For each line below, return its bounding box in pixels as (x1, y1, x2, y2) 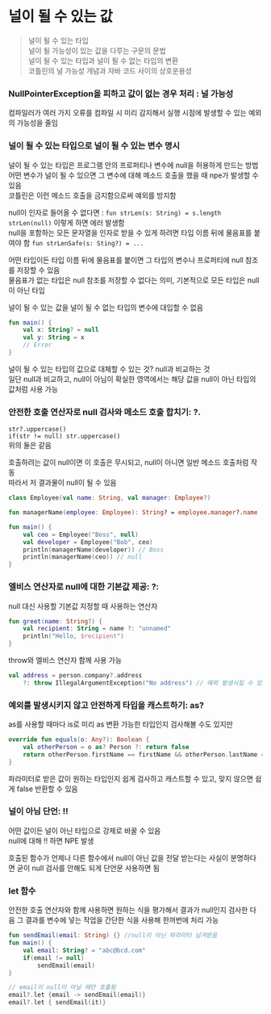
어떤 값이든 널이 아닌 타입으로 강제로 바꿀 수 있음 (8, 825, 161, 836)
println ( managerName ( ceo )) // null (23, 553, 143, 561)
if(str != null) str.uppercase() (8, 433, 121, 441)
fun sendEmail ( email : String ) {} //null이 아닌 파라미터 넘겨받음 (8, 932, 218, 940)
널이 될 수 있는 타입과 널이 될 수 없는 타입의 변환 (27, 56, 179, 65)
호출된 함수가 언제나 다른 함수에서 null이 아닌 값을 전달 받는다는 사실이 (8, 853, 229, 862)
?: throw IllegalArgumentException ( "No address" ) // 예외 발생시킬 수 (23, 679, 253, 687)
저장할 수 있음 (16, 265, 60, 274)
